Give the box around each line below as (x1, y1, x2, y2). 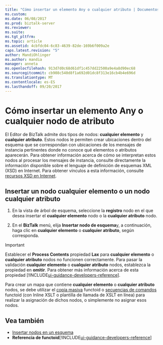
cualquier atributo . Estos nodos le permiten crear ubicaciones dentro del (5, 137, 151, 143)
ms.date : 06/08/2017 (5, 16, 47, 21)
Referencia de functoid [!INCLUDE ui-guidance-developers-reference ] (12, 335, 152, 341)
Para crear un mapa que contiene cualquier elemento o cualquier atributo (5, 282, 155, 287)
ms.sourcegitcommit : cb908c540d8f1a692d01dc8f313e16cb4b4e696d (5, 71, 136, 76)
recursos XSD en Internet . (5, 173, 57, 179)
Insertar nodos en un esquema (12, 329, 74, 335)
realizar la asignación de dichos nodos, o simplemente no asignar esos (5, 297, 147, 303)
